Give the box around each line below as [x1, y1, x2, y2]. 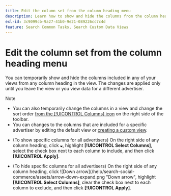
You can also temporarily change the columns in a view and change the [12, 105, 163, 112]
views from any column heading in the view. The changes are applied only [5, 80, 161, 86]
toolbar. [12, 116, 29, 122]
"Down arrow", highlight [106, 174, 156, 180]
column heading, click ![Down [12, 168, 75, 175]
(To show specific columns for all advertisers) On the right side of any [12, 137, 159, 143]
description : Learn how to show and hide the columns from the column [5, 13, 158, 19]
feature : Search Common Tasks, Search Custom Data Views [5, 24, 129, 30]
